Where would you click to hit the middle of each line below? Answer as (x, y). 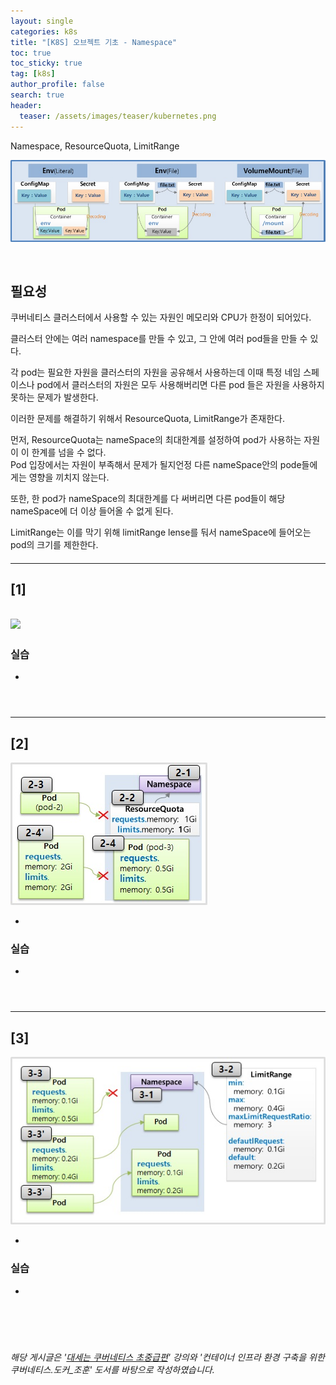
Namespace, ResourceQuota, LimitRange (95, 146)
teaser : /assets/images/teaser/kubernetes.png (118, 116)
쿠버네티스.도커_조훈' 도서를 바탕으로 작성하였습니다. (112, 1369)
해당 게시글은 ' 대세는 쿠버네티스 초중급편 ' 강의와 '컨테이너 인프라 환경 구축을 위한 (167, 1357)
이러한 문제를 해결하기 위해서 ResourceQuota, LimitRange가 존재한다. (148, 419)
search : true (37, 95)
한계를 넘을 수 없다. (69, 452)
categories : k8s (44, 31)
